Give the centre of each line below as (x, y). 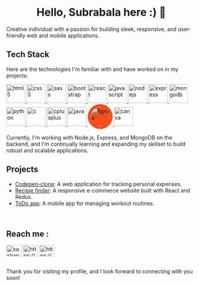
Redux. (24, 197)
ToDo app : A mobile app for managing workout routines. (85, 203)
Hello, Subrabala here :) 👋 (101, 12)
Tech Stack (28, 55)
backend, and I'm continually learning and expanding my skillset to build (96, 144)
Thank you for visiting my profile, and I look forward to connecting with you (99, 271)
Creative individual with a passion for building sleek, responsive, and (91, 29)
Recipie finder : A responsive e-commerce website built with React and (103, 190)
